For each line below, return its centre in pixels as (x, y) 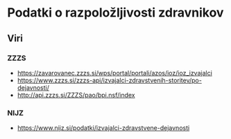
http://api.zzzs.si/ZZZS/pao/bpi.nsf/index (76, 95)
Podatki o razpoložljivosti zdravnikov (115, 13)
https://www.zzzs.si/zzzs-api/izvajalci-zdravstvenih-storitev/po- (110, 80)
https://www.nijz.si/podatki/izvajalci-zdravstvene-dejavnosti (103, 128)
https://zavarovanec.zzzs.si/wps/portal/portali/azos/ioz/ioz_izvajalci (115, 73)
